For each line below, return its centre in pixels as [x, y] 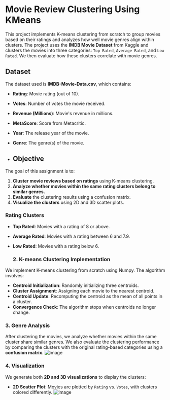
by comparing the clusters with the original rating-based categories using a [84, 347]
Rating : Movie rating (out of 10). [46, 94]
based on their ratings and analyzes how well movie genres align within [80, 40]
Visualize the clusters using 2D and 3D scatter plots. [68, 202]
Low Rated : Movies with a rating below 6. [56, 246]
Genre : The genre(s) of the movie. [48, 142]
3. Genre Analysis [28, 325]
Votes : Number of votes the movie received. [59, 103]
